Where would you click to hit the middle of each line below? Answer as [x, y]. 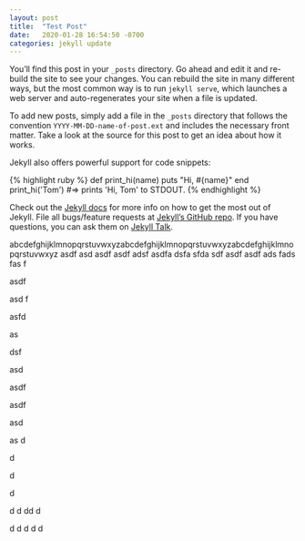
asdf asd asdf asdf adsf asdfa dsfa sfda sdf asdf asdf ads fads [178, 254]
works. [22, 145]
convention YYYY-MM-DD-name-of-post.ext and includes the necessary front [149, 126]
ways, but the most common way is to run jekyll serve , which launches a [148, 88]
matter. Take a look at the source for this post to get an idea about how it [146, 135]
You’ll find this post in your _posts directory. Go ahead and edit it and [139, 69]
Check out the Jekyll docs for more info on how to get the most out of [140, 208]
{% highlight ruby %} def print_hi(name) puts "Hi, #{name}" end [129, 180]
